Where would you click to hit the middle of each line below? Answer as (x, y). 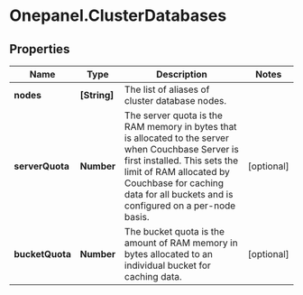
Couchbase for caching (174, 183)
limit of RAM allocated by (177, 172)
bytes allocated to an (169, 254)
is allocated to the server (177, 138)
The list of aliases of (167, 89)
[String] (97, 95)
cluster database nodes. (176, 101)
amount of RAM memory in (181, 243)
